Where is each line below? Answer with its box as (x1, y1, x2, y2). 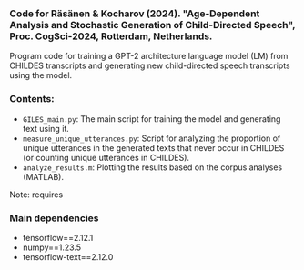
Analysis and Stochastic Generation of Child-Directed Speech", (9, 18, 296, 31)
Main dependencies (9, 212, 99, 225)
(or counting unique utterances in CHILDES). (22, 152, 189, 163)
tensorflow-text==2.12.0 (22, 251, 114, 262)
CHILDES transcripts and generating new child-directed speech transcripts (9, 60, 290, 71)
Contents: (9, 93, 55, 105)
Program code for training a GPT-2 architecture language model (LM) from (9, 51, 289, 62)
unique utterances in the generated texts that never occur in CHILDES (22, 142, 285, 153)
